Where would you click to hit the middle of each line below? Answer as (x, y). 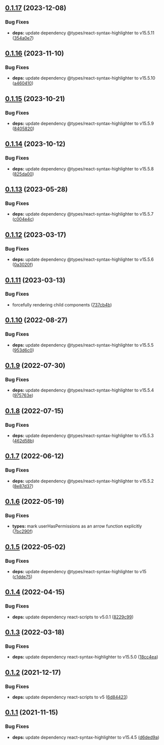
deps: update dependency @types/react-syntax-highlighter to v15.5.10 (84, 78)
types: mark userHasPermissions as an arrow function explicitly (77, 526)
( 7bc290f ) (22, 531)
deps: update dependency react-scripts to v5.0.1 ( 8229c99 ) (73, 617)
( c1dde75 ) (22, 577)
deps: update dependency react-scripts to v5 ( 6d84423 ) (70, 697)
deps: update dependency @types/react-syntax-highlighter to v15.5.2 (83, 481)
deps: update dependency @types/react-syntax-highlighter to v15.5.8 (83, 168)
